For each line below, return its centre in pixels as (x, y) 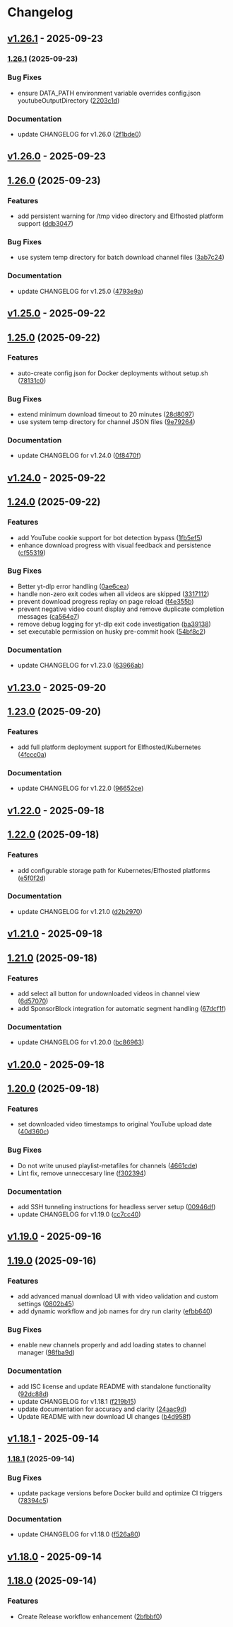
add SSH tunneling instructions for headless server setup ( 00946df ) (116, 1206)
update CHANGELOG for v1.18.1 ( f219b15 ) (77, 1401)
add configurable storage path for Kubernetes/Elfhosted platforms (114, 870)
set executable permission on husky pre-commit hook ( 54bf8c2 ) (112, 632)
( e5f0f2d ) (31, 878)
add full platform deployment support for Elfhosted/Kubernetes (109, 747)
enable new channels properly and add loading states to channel (112, 1345)
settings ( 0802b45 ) (46, 1303)
